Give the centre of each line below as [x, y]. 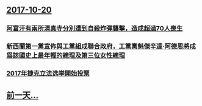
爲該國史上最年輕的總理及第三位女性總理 [66, 55]
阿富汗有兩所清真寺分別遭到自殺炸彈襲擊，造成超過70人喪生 [95, 29]
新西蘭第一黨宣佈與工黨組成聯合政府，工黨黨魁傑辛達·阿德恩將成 [101, 46]
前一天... [23, 95]
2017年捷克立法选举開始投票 [48, 74]
